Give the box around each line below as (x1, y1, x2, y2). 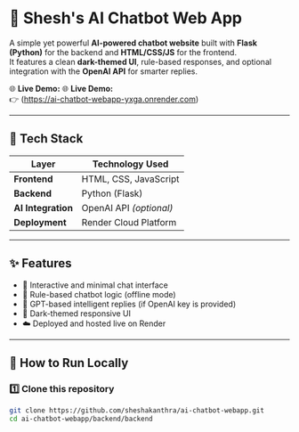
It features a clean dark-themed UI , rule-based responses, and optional (9, 56, 272, 67)
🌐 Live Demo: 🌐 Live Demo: (9, 83, 114, 94)
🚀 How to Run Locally (9, 355, 129, 371)
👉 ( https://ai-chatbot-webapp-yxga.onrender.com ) (9, 94, 199, 104)
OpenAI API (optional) (81, 201, 174, 214)
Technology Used (92, 158, 169, 170)
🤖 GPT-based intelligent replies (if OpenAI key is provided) (21, 298, 237, 309)
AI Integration (13, 201, 74, 214)
